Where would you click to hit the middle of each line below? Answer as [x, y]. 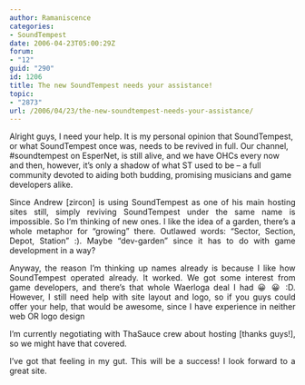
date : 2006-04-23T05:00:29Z [63, 43]
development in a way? [53, 251]
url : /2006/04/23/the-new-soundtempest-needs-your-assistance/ [132, 111]
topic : [22, 94]
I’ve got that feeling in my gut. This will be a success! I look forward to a [152, 361]
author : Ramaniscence [50, 18]
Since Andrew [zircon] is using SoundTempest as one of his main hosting [152, 202]
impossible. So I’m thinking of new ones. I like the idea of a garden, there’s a [152, 222]
